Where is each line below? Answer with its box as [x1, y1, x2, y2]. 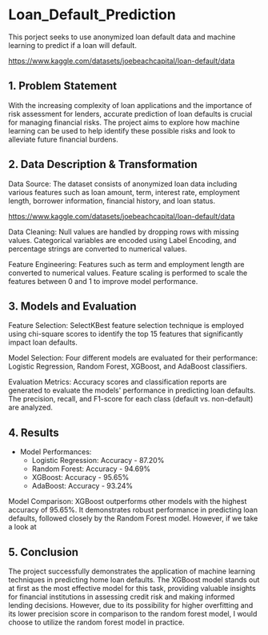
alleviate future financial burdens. [8, 134, 118, 144]
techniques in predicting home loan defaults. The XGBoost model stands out [8, 575, 260, 585]
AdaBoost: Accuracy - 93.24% [31, 481, 134, 491]
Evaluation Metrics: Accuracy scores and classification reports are [8, 377, 227, 387]
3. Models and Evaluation [8, 299, 138, 313]
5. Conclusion [8, 545, 78, 559]
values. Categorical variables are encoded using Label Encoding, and [8, 235, 237, 245]
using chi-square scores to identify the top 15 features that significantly [8, 329, 244, 339]
